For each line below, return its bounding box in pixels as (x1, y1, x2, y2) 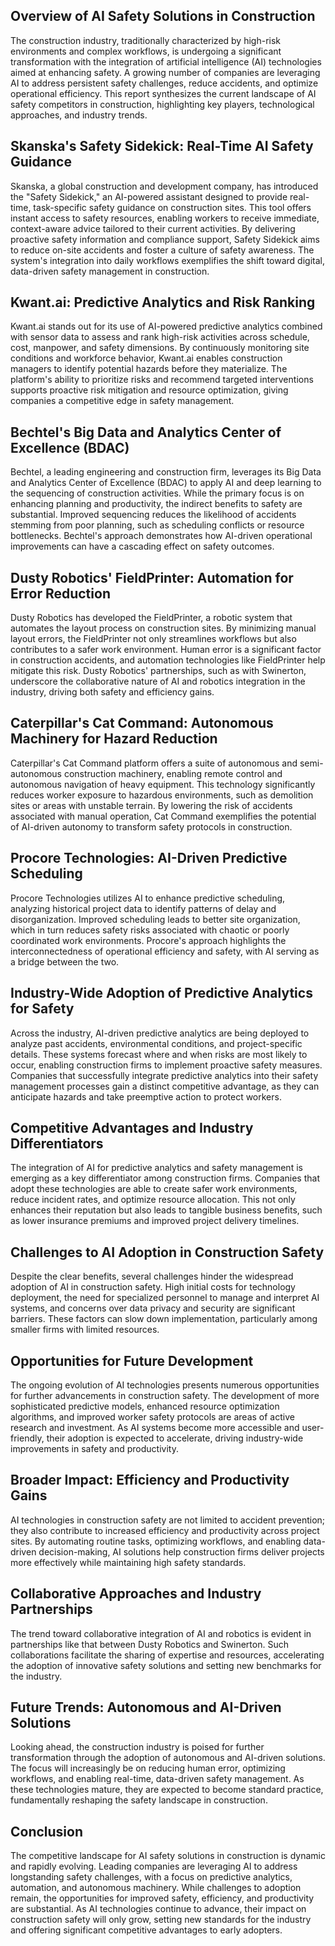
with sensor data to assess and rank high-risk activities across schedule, (10, 331, 310, 343)
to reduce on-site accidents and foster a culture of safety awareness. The (10, 244, 315, 256)
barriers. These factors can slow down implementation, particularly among (10, 1313, 318, 1325)
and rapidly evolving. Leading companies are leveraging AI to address (10, 1860, 298, 1873)
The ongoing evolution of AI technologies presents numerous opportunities (10, 1379, 320, 1391)
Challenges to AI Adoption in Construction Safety (10, 1244, 325, 1261)
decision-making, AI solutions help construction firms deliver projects (38, 1545, 325, 1558)
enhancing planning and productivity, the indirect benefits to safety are (10, 498, 303, 510)
